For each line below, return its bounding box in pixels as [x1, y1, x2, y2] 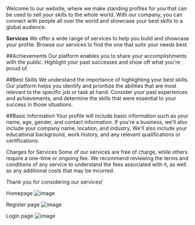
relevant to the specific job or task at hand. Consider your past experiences [6, 89, 189, 95]
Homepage [6, 190, 33, 196]
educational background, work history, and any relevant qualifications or [6, 131, 181, 138]
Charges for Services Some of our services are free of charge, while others [6, 148, 188, 155]
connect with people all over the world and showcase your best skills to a [6, 18, 183, 24]
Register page [6, 201, 40, 208]
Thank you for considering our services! [6, 178, 103, 185]
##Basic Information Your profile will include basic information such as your [6, 112, 189, 119]
